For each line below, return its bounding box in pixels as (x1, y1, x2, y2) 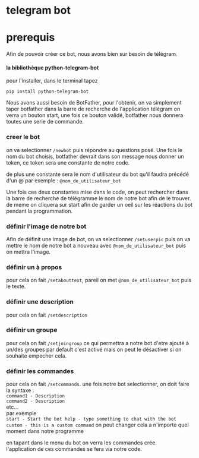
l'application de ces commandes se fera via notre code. (6, 446, 143, 453)
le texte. (6, 283, 26, 290)
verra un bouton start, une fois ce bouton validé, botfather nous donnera (6, 112, 184, 119)
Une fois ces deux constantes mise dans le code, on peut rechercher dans (6, 188, 188, 195)
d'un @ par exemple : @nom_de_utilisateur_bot (6, 176, 121, 184)
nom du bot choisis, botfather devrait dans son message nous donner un (6, 153, 184, 160)
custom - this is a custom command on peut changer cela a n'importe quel (6, 421, 189, 428)
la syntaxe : (6, 387, 34, 394)
